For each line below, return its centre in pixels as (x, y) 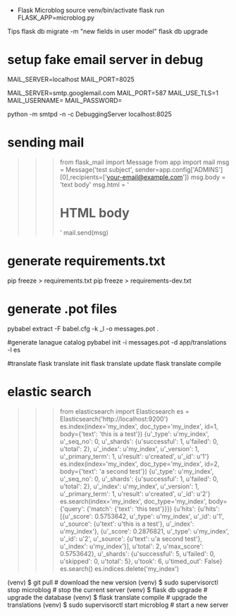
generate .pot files (62, 309)
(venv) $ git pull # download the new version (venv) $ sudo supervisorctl (113, 582)
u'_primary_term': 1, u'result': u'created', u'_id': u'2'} (135, 493)
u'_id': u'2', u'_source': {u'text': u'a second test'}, (131, 538)
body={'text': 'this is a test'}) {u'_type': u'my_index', (134, 433)
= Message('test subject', (97, 169)
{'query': (72, 509)
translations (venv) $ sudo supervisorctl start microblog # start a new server (118, 605)
